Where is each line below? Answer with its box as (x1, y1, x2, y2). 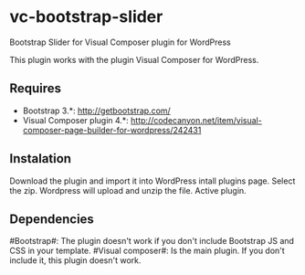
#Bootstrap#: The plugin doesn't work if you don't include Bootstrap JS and (9, 236, 295, 247)
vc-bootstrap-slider (9, 6, 163, 27)
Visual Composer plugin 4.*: (22, 114, 130, 125)
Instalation (9, 151, 71, 166)
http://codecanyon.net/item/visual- (131, 114, 262, 125)
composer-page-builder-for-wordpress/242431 (22, 124, 202, 135)
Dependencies (9, 211, 94, 227)
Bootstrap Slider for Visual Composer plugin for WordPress (9, 37, 231, 48)
